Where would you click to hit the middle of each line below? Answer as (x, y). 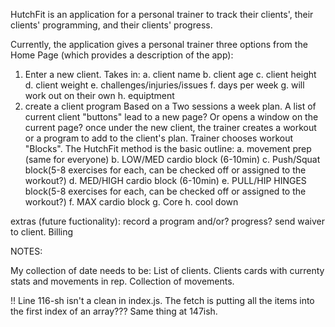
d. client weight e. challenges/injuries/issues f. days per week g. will (164, 85)
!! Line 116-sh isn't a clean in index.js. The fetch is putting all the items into (162, 300)
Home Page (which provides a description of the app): (122, 55)
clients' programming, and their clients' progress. (111, 25)
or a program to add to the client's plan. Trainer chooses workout (159, 138)
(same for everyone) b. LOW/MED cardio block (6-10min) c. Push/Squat (172, 159)
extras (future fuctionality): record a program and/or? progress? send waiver (168, 221)
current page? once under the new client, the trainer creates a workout (170, 127)
